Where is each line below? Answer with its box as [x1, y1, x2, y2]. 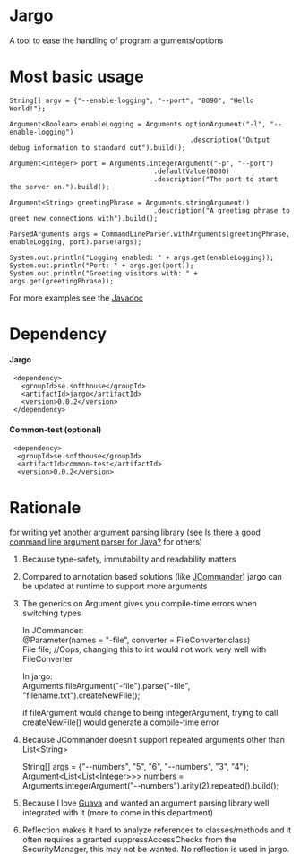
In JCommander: [21, 625, 85, 636]
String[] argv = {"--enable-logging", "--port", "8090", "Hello [9, 96, 254, 105]
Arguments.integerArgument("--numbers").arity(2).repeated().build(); [21, 780, 279, 791]
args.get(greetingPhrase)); [9, 276, 115, 285]
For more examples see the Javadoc [9, 292, 144, 303]
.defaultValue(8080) [153, 167, 230, 176]
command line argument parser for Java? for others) [9, 536, 203, 547]
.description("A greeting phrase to [153, 205, 291, 215]
